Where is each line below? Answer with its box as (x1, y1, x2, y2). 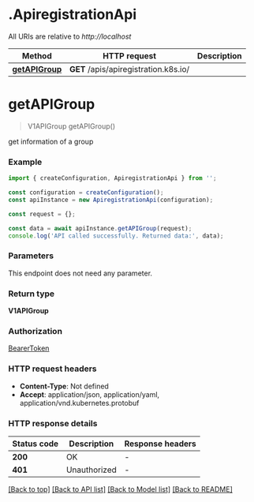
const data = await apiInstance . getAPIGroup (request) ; (8, 224, 192, 232)
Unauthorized (65, 464, 117, 475)
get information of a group (8, 137, 94, 146)
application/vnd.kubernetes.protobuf (19, 398, 140, 407)
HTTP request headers (8, 363, 97, 374)
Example (8, 156, 43, 167)
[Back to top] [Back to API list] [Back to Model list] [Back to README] (8, 484, 233, 494)
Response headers (124, 438, 196, 449)
